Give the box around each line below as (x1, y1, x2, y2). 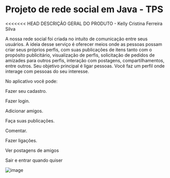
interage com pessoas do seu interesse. (5, 68, 90, 74)
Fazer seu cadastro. (5, 88, 47, 94)
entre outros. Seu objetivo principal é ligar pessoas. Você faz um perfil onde (5, 63, 165, 69)
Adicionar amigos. (5, 108, 43, 114)
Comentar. (5, 128, 27, 134)
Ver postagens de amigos (5, 147, 60, 154)
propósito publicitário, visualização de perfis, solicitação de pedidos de (5, 52, 155, 58)
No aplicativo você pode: (5, 78, 58, 84)
